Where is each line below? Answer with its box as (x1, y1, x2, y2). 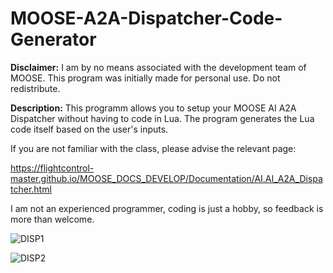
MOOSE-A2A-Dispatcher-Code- (10, 7, 283, 30)
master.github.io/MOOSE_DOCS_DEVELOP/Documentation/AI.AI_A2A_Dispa (10, 172, 323, 184)
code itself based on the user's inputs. (10, 123, 169, 135)
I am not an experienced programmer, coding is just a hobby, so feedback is (10, 202, 324, 214)
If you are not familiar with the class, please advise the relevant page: (10, 142, 297, 154)
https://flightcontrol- (10, 162, 95, 174)
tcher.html (10, 183, 52, 195)
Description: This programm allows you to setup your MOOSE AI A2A (10, 102, 297, 114)
